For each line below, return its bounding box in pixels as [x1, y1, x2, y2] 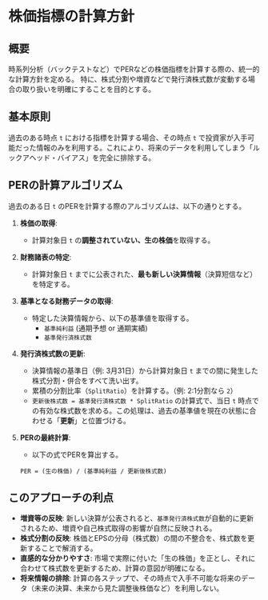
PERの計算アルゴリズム [8, 178, 123, 192]
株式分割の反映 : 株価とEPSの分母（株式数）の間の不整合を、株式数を [19, 534, 248, 543]
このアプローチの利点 [8, 491, 114, 505]
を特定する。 [31, 279, 74, 289]
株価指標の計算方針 [8, 7, 135, 26]
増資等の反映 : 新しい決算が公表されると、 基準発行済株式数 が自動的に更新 [19, 514, 254, 523]
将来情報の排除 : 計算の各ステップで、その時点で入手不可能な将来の [19, 574, 242, 583]
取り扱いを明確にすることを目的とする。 [22, 85, 156, 94]
